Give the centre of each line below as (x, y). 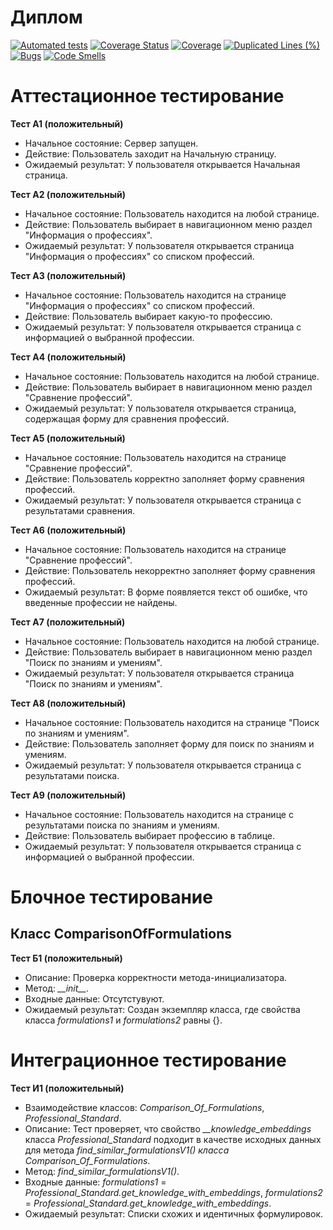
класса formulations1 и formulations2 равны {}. (123, 1020)
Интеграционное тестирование (148, 1060)
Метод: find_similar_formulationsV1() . (102, 1171)
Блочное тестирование (111, 897)
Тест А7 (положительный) (68, 622)
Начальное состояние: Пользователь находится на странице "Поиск (172, 722)
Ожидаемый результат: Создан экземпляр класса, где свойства (162, 1009)
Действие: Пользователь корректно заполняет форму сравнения (164, 478)
